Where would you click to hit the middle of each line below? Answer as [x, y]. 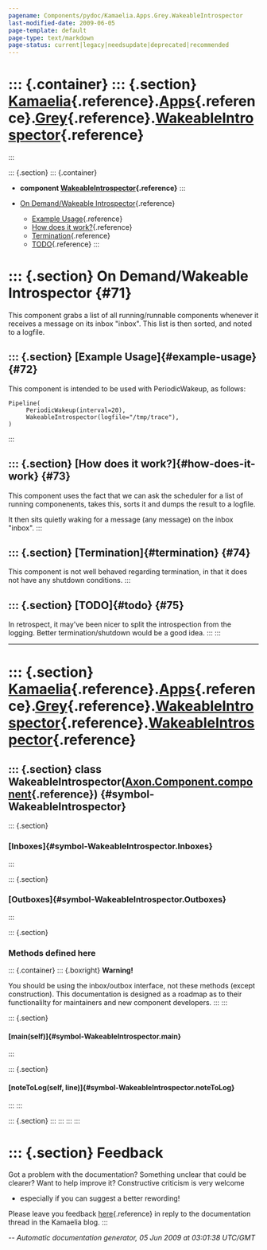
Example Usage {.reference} [77, 219]
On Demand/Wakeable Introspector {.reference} [97, 204]
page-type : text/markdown [51, 38]
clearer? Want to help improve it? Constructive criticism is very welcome [126, 1183]
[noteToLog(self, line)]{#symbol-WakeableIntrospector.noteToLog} [122, 1087]
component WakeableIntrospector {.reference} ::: [103, 188]
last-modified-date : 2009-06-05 [62, 23]
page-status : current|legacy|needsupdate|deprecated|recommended [118, 45]
